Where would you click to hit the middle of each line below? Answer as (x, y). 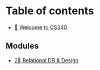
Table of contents (50, 11)
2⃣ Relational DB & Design (46, 60)
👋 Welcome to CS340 (40, 27)
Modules (22, 46)
